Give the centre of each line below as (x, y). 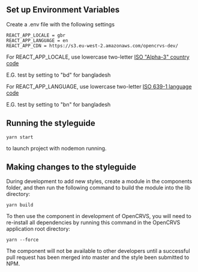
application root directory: (38, 229)
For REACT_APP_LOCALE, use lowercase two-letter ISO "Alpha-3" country (98, 57)
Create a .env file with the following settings (61, 24)
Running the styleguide (51, 123)
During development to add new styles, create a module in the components (99, 182)
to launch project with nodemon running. (56, 148)
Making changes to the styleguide (71, 167)
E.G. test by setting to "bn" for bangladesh (58, 104)
